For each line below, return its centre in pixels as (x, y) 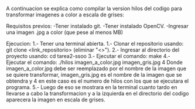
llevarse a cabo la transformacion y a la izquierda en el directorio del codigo (97, 93)
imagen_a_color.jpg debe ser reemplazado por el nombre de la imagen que (96, 69)
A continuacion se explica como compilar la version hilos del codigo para (94, 8)
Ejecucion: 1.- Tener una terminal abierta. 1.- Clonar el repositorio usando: (95, 44)
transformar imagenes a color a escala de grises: (65, 15)
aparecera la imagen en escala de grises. (56, 100)
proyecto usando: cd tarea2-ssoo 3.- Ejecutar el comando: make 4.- (88, 56)
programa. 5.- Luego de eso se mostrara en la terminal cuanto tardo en (92, 87)
